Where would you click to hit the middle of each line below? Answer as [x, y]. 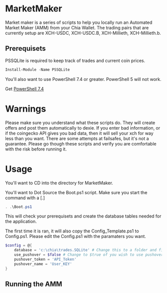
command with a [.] [25, 198]
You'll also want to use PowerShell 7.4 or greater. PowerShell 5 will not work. [83, 79]
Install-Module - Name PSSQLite [38, 70]
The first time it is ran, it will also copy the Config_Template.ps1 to [72, 231]
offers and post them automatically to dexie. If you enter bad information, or [83, 128]
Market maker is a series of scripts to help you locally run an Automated [79, 22]
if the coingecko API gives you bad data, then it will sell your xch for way [79, 133]
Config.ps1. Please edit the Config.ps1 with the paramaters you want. [76, 236]
